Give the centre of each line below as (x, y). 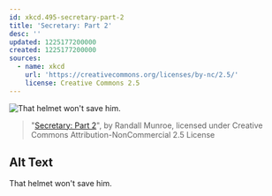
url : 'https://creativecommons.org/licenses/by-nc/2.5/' (132, 75)
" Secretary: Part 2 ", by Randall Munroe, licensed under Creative (147, 125)
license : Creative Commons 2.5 (83, 83)
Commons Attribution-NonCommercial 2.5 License (123, 134)
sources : (25, 58)
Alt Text (31, 163)
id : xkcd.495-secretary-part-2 (67, 17)
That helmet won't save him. (60, 184)
